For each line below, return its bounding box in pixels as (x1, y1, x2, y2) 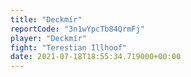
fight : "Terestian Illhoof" (10, 42, 128, 53)
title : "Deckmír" (10, 14, 83, 25)
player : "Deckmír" (10, 33, 87, 43)
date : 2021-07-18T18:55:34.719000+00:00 (10, 52, 182, 62)
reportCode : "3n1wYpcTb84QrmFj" (10, 24, 145, 34)
